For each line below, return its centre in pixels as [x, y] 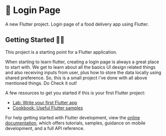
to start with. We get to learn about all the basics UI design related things [80, 67]
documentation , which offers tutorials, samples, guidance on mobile [75, 123]
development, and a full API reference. [45, 128]
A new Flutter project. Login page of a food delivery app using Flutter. [77, 24]
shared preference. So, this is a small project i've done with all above [76, 78]
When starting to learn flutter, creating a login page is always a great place [82, 62]
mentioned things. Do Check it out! [41, 83]
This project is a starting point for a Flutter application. [61, 52]
